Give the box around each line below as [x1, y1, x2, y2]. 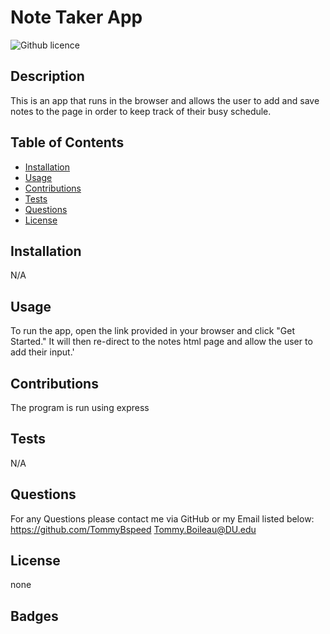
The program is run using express [10, 402, 150, 413]
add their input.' [10, 346, 75, 358]
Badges [10, 607, 59, 625]
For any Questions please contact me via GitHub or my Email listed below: [10, 512, 315, 525]
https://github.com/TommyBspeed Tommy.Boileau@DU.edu [10, 523, 257, 535]
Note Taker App [10, 6, 143, 29]
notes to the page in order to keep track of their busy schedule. [10, 105, 272, 117]
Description [10, 68, 85, 85]
